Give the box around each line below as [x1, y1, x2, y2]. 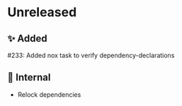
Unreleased [7, 4, 77, 20]
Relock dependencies [17, 90, 81, 99]
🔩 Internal [7, 71, 51, 83]
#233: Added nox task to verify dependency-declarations [7, 51, 175, 59]
